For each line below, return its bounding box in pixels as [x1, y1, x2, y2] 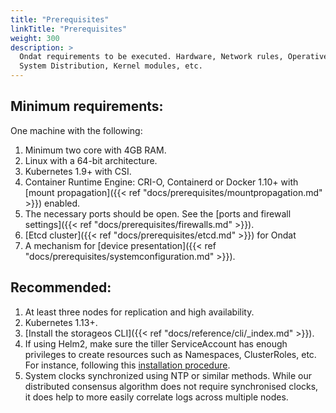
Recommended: [10, 279, 112, 296]
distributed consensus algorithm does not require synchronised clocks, [24, 380, 319, 392]
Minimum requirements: [10, 98, 164, 115]
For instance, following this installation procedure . [24, 359, 231, 371]
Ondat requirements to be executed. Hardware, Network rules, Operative [19, 52, 329, 62]
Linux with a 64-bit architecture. [24, 154, 158, 166]
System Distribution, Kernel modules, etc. [19, 61, 203, 71]
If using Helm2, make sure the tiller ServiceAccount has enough [24, 337, 288, 350]
